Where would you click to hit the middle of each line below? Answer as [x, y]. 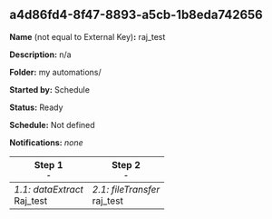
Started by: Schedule [50, 89]
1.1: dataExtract [49, 189]
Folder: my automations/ [55, 72]
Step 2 [126, 164]
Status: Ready [36, 107]
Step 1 [49, 164]
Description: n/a [40, 55]
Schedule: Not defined [52, 124]
